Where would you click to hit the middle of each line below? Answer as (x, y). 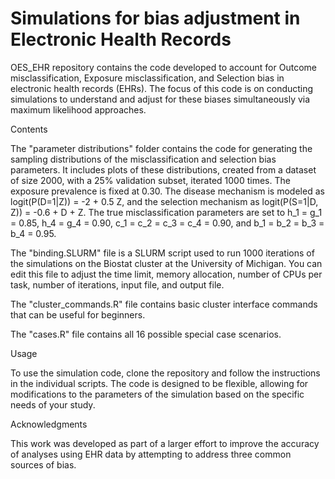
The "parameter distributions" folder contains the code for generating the (161, 148)
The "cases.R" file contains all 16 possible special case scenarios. (146, 334)
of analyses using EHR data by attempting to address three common (151, 454)
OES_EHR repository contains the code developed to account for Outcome (163, 67)
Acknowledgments (49, 424)
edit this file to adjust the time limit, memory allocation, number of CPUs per (166, 274)
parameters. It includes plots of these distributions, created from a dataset (163, 169)
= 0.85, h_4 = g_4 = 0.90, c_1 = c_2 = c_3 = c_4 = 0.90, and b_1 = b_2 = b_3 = (167, 223)
